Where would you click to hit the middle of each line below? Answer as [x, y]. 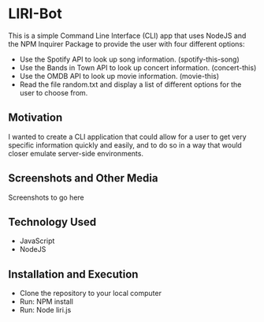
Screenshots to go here [46, 197]
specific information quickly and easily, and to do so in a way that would [125, 145]
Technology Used [52, 222]
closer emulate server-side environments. [76, 153]
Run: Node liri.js [45, 310]
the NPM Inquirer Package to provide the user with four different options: [127, 43]
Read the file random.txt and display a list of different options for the [130, 84]
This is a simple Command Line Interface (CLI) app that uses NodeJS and [127, 36]
